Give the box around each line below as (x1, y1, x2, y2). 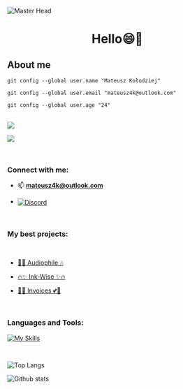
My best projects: (7, 229, 68, 239)
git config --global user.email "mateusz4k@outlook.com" (7, 89, 177, 96)
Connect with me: (7, 165, 69, 175)
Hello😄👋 (91, 31, 143, 47)
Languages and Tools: (7, 318, 84, 328)
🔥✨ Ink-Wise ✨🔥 (17, 272, 66, 281)
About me (7, 59, 51, 71)
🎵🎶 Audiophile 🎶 (17, 258, 64, 267)
